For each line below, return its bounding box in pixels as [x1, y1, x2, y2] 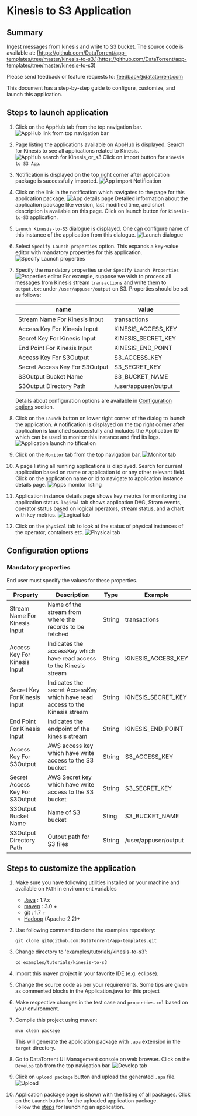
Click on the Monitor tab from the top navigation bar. [15, 451, 141, 458]
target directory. [15, 1044, 56, 1051]
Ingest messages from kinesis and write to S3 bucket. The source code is [6, 43, 184, 50]
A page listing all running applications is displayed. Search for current [15, 462, 183, 469]
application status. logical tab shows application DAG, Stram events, [15, 498, 182, 505]
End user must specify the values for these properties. [6, 576, 138, 584]
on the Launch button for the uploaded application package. [15, 1097, 158, 1104]
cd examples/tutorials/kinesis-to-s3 [15, 960, 108, 966]
